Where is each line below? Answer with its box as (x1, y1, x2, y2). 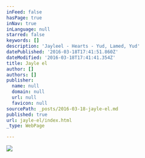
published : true (6, 111, 48, 118)
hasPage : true (6, 15, 43, 21)
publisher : (6, 77, 34, 83)
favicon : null (12, 100, 48, 106)
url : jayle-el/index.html (6, 117, 72, 123)
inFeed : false (6, 9, 43, 15)
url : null (12, 94, 37, 100)
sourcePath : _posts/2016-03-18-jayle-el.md (6, 105, 119, 112)
